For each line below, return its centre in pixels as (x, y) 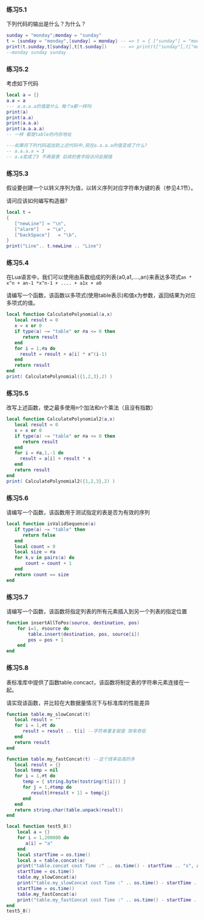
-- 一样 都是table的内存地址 (39, 135)
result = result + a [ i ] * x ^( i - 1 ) (63, 354)
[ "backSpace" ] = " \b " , (46, 235)
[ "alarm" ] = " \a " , (40, 229)
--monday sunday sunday (36, 52)
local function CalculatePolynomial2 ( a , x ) (61, 419)
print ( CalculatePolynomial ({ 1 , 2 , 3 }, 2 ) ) (59, 377)
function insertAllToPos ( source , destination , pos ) (73, 623)
